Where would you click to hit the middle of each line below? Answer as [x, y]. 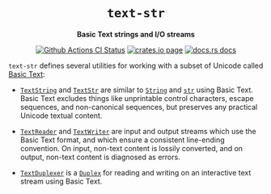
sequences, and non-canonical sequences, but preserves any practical [139, 107]
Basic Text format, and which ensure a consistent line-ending [122, 140]
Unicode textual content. [61, 116]
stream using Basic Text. [61, 181]
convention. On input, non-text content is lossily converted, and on [131, 148]
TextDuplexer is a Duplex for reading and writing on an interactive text [135, 172]
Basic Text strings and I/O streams [136, 34]
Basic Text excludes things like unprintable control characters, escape [137, 98]
